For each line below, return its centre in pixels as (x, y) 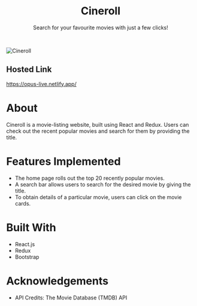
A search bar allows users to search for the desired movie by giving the (103, 184)
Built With (31, 227)
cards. (23, 203)
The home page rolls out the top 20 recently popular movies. (90, 178)
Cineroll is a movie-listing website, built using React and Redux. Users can (98, 124)
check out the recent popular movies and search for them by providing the (98, 131)
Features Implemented (63, 161)
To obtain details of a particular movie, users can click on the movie (98, 197)
